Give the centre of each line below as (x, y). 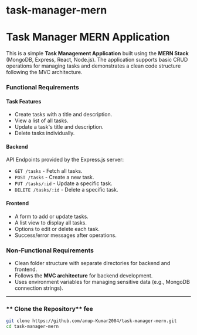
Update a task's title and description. (59, 127)
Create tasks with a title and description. (63, 115)
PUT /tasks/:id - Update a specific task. (63, 183)
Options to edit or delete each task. (57, 229)
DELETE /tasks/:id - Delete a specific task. (66, 190)
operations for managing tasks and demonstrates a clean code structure (94, 66)
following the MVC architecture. (44, 72)
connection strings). (39, 288)
